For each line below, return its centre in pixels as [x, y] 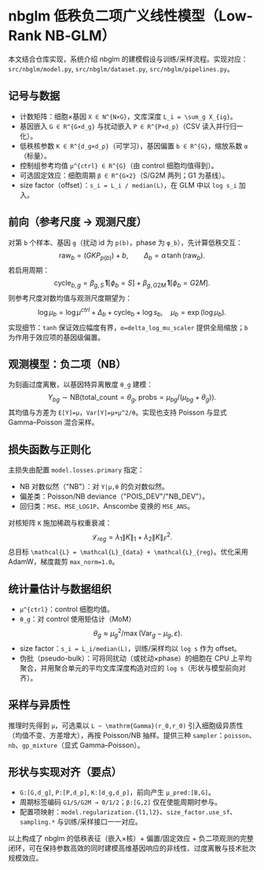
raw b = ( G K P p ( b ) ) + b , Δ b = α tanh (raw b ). [132, 256]
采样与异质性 [39, 705]
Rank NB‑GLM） [62, 36]
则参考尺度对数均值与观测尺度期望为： [70, 298]
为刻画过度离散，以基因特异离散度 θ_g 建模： [81, 385]
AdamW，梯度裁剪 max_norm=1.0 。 [64, 561]
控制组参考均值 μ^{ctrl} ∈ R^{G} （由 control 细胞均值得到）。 [119, 165]
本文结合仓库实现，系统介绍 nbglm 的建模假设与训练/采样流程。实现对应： [128, 59]
